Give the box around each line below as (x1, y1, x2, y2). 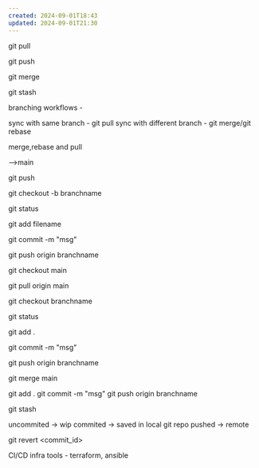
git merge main (8, 373, 58, 383)
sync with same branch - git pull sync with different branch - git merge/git (8, 118, 251, 127)
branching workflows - (8, 103, 84, 112)
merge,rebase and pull (8, 142, 82, 151)
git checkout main (8, 265, 68, 275)
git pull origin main (8, 280, 69, 291)
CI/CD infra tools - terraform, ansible (8, 450, 129, 460)
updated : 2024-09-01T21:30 (8, 19, 98, 27)
